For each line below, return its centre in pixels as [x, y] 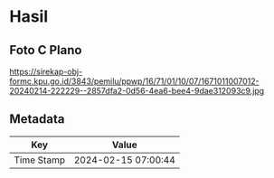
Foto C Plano [46, 50]
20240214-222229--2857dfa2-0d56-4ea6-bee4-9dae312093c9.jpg [137, 91]
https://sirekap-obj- [46, 71]
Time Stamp [40, 160]
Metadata [37, 119]
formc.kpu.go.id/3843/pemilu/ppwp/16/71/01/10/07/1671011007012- [134, 81]
